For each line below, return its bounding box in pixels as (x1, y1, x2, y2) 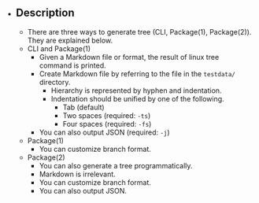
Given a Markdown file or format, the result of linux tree (39, 52, 220, 61)
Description (15, 6, 75, 20)
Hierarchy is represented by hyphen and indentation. (50, 86, 222, 95)
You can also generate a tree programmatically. (39, 161, 193, 170)
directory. (39, 77, 71, 87)
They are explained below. (27, 35, 113, 45)
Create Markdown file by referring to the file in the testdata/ (39, 68, 236, 78)
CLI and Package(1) (27, 43, 91, 54)
